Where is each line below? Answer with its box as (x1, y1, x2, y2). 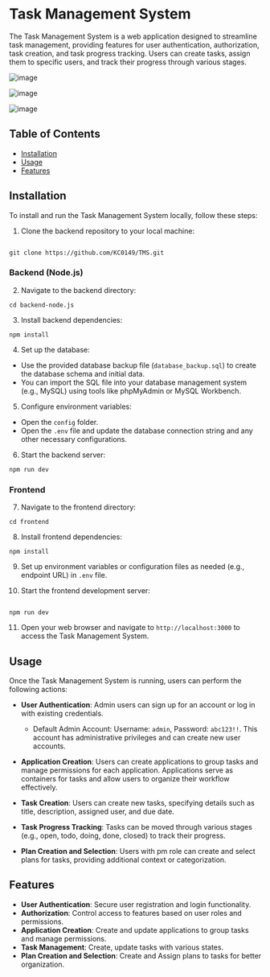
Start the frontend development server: (20, 586, 151, 596)
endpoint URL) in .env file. (20, 571, 108, 580)
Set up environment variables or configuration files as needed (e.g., (20, 562, 245, 571)
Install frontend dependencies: (20, 532, 123, 542)
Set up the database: (20, 344, 91, 354)
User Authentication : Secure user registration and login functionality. (20, 899, 252, 909)
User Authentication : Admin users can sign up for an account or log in (20, 699, 256, 709)
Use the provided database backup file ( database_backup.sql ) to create (20, 360, 256, 370)
